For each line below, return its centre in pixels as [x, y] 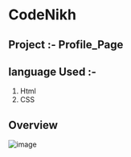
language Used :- [52, 71]
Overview [33, 125]
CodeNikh [42, 15]
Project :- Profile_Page [66, 45]
